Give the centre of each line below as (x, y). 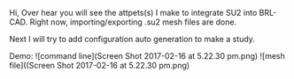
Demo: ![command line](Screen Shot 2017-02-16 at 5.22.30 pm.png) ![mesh (147, 56)
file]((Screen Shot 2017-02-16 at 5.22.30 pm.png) (100, 65)
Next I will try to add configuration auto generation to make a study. (132, 39)
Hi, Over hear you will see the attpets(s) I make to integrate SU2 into (133, 13)
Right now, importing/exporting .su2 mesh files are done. (133, 22)
